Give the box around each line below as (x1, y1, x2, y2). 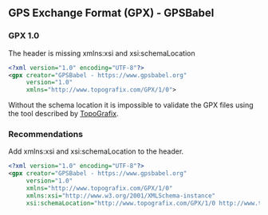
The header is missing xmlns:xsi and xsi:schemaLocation (8, 48, 195, 58)
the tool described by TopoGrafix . (8, 109, 119, 119)
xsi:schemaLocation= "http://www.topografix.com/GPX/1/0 (26, 199, 216, 207)
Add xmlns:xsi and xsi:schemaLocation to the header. (8, 147, 184, 156)
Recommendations (8, 129, 84, 140)
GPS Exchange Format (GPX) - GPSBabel (8, 6, 215, 20)
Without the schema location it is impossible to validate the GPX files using (8, 100, 254, 110)
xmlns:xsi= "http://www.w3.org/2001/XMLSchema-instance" (26, 191, 216, 200)
